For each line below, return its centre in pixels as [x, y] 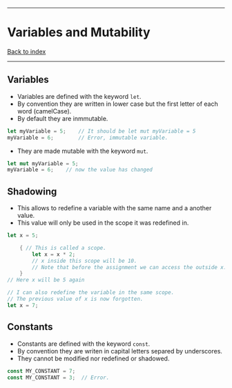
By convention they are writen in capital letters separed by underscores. [120, 351]
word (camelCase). [44, 111]
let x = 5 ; [23, 236]
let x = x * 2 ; [54, 254]
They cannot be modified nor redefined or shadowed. [93, 358]
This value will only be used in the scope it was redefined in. [103, 223]
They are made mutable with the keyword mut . [83, 151]
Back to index [27, 51]
